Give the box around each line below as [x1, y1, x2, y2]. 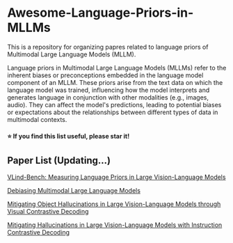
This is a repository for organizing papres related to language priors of [7, 42, 209, 51]
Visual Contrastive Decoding [7, 207, 89, 216]
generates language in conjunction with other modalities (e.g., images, [7, 93, 209, 102]
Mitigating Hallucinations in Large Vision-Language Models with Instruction [7, 221, 223, 229]
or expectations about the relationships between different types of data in [7, 108, 218, 116]
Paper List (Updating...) [7, 155, 111, 166]
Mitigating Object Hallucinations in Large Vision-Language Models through [7, 200, 221, 208]
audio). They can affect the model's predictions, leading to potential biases [7, 100, 222, 109]
